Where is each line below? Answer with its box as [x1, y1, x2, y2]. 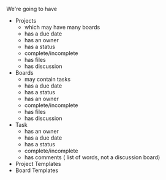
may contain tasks [24, 76, 71, 83]
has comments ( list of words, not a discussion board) [24, 154, 160, 161]
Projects [15, 17, 37, 24]
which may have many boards [24, 24, 100, 31]
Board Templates [15, 167, 59, 174]
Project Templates [15, 160, 61, 167]
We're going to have [6, 6, 58, 12]
